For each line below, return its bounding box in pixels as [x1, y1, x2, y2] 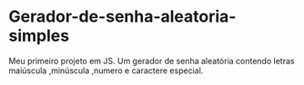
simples [8, 25, 70, 46]
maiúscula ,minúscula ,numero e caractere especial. [8, 65, 204, 76]
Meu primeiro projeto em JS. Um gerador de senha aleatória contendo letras [8, 55, 295, 66]
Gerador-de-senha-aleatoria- [8, 6, 237, 27]
